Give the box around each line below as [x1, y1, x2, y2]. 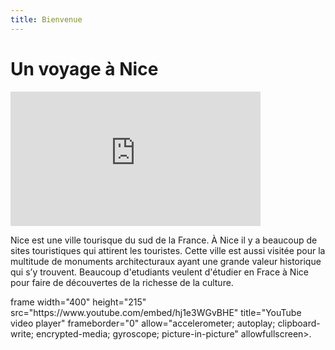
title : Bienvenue [10, 14, 83, 25]
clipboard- [277, 317, 321, 329]
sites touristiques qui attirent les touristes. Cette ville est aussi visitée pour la [10, 244, 326, 256]
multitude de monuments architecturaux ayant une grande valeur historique [10, 255, 322, 267]
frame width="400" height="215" [10, 296, 147, 308]
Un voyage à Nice [10, 57, 159, 80]
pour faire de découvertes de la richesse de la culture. [10, 276, 234, 288]
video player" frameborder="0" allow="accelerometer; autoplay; [10, 317, 276, 329]
